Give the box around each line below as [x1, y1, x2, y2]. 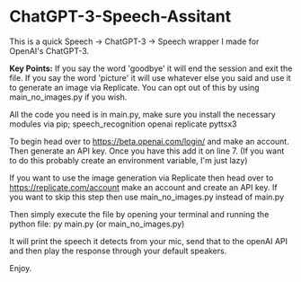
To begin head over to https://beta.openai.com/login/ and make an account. [9, 136, 289, 146]
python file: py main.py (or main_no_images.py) [9, 218, 185, 229]
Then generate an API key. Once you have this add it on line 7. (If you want [9, 145, 285, 156]
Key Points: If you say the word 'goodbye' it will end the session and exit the [9, 63, 293, 74]
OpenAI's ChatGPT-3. [9, 45, 90, 56]
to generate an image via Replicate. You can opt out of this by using [9, 82, 260, 93]
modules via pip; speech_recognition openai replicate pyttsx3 [9, 119, 237, 129]
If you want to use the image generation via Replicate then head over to [9, 172, 274, 183]
